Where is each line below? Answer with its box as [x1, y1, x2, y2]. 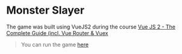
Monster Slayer [6, 4, 85, 17]
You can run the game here [20, 41, 89, 48]
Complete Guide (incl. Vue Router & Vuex [6, 29, 108, 36]
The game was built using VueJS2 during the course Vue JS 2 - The [6, 23, 176, 30]
